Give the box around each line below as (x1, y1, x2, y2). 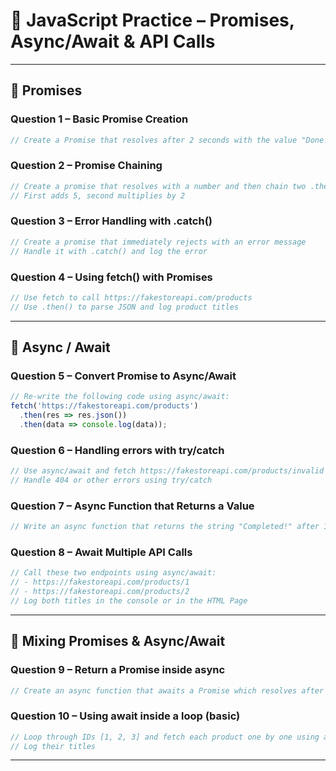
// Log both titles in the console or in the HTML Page (10, 595, 248, 606)
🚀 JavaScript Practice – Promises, (10, 9, 295, 32)
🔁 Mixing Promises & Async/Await (10, 633, 226, 650)
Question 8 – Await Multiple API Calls (10, 545, 193, 559)
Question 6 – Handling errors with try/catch (10, 443, 225, 457)
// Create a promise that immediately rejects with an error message (10, 237, 307, 247)
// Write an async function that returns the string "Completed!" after (10, 522, 320, 532)
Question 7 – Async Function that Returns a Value (10, 499, 255, 513)
